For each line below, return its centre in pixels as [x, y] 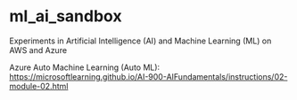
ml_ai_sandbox [66, 16]
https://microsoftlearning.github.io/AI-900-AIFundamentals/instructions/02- [148, 76]
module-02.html [39, 86]
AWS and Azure [38, 50]
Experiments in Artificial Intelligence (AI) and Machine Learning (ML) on [140, 41]
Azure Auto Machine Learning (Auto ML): [85, 67]
